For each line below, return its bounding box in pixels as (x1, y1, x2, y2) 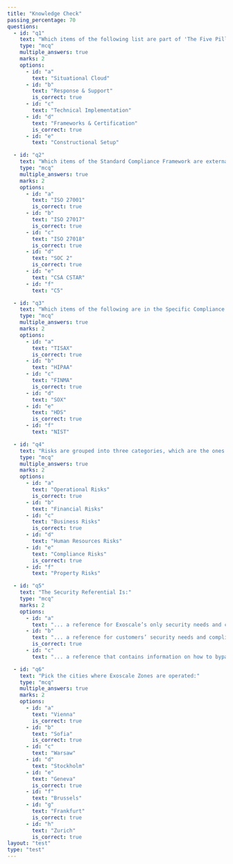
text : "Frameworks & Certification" (32, 119, 138, 127)
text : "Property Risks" (32, 570, 101, 577)
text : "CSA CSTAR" (32, 274, 85, 281)
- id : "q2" (13, 152, 45, 159)
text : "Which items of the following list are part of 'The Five (19, 36, 213, 43)
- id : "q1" (13, 29, 45, 37)
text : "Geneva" (32, 775, 76, 782)
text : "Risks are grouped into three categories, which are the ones (19, 447, 225, 454)
